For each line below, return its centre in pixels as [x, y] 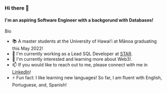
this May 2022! [27, 49]
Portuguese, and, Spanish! [39, 85]
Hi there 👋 [17, 8]
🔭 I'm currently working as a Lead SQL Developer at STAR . [72, 54]
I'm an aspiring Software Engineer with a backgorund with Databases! [79, 20]
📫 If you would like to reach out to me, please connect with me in [80, 65]
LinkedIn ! [21, 72]
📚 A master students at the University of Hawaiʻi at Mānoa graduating [84, 41]
